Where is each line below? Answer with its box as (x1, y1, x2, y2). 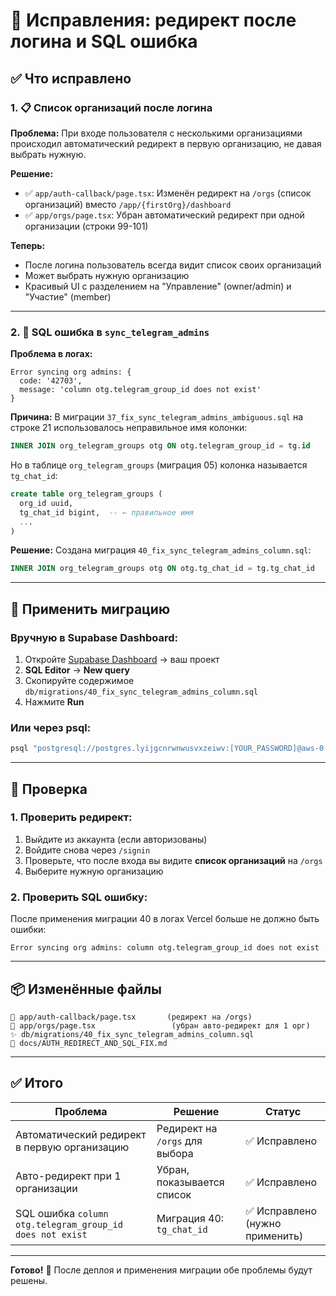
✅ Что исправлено (10, 70, 132, 87)
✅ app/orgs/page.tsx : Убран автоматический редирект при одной (24, 209, 305, 221)
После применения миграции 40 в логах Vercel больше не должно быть (10, 913, 320, 925)
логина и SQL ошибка (10, 30, 198, 53)
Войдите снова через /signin (24, 844, 151, 856)
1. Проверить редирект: (10, 810, 133, 824)
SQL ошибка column (15, 1206, 109, 1220)
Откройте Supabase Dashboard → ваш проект (24, 653, 220, 665)
